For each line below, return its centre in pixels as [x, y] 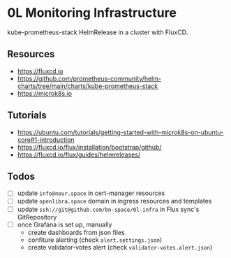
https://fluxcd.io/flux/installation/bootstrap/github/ [89, 147]
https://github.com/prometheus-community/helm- [89, 78]
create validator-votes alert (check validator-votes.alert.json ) [120, 247]
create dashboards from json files [76, 232]
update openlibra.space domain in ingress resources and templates [114, 201]
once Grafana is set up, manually [65, 224]
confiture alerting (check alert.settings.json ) [95, 240]
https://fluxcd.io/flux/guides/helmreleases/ [79, 155]
